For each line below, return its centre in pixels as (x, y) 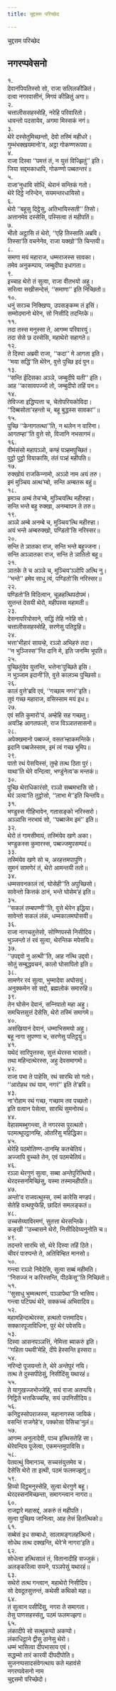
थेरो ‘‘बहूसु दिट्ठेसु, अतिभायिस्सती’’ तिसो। (53, 209)
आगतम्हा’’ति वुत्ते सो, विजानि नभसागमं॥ (51, 434)
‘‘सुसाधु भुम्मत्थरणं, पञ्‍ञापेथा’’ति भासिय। (53, 1294)
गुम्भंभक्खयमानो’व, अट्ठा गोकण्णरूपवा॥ (49, 145)
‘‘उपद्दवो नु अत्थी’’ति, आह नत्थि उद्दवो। (51, 956)
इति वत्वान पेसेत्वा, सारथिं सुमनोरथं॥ (47, 1109)
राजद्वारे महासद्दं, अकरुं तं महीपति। (45, 1510)
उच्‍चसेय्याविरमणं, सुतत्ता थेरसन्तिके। (48, 1221)
